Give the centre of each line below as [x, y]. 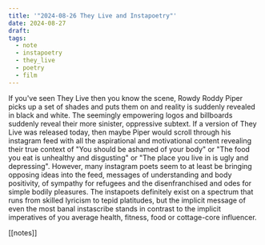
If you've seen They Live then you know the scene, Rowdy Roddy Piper [125, 98]
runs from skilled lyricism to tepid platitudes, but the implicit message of [127, 200]
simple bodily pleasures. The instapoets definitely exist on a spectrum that [131, 191]
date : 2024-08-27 [37, 23]
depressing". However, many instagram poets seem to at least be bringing [130, 166]
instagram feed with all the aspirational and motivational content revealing [130, 140]
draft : [19, 30]
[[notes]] [23, 232]
